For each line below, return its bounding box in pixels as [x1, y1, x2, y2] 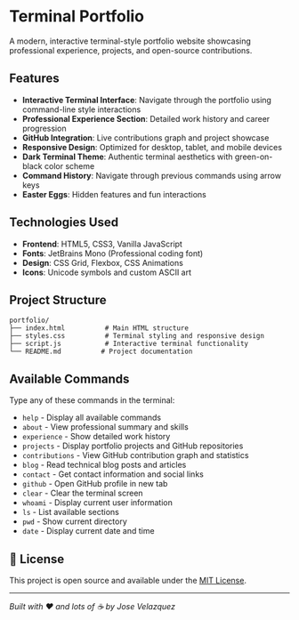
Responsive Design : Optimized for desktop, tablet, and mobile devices [21, 141, 283, 152]
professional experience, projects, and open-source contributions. [9, 44, 253, 55]
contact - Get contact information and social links [21, 469, 205, 479]
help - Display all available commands [21, 412, 162, 423]
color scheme [44, 160, 95, 171]
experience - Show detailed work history [21, 431, 171, 442]
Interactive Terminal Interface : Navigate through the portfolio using [21, 94, 271, 105]
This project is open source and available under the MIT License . [9, 576, 247, 585]
